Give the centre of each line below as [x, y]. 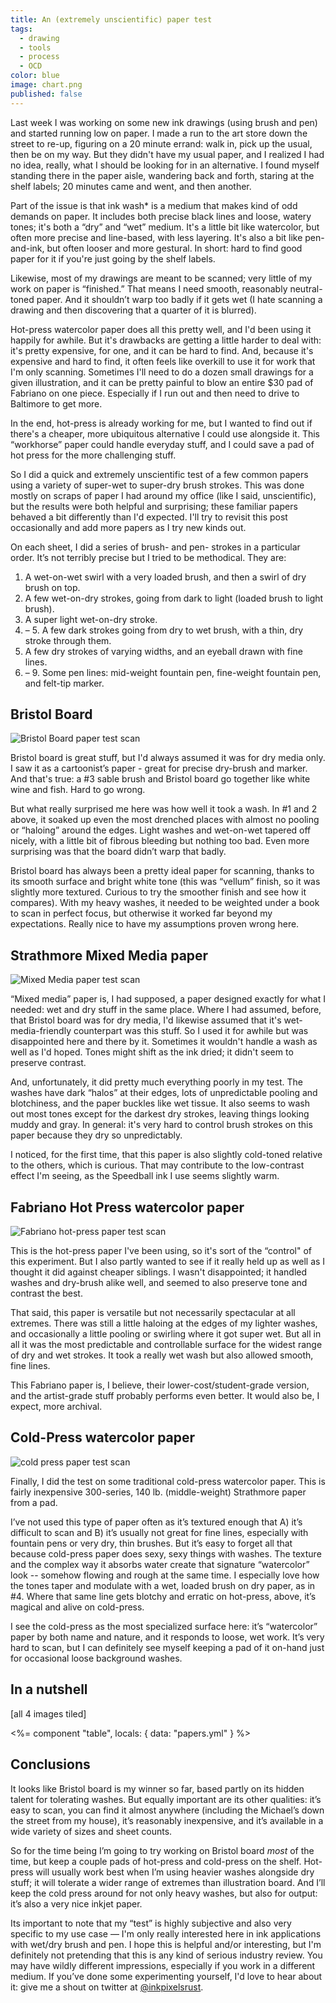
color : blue [35, 76]
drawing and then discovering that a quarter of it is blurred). [133, 310]
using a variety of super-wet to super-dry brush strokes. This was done [157, 485]
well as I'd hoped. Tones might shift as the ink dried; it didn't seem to [152, 1052]
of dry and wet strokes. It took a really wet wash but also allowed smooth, [162, 1355]
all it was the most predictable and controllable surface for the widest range [166, 1345]
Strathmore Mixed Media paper [109, 955]
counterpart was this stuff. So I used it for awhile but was [191, 1031]
